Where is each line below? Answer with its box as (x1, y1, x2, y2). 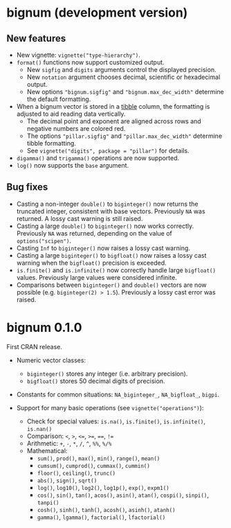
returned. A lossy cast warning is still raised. (16, 214, 143, 222)
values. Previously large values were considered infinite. (16, 273, 177, 281)
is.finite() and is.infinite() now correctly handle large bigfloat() (16, 265, 216, 274)
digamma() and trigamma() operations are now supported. (16, 154, 180, 162)
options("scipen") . (16, 236, 72, 245)
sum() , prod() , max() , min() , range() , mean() (37, 454, 160, 462)
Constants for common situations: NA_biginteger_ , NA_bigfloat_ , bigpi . (16, 390, 219, 398)
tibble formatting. (26, 139, 77, 147)
